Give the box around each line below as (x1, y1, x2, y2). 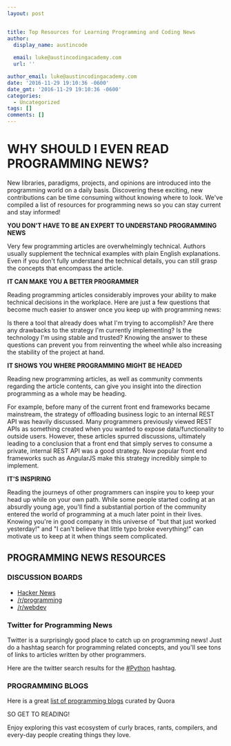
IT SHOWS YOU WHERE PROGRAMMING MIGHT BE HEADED (7, 361, 183, 370)
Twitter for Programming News (7, 620, 112, 629)
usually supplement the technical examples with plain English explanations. (7, 249, 221, 257)
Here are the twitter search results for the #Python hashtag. (7, 663, 177, 672)
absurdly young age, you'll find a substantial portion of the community (7, 503, 207, 511)
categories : (7, 92, 41, 99)
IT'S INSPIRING (7, 474, 52, 483)
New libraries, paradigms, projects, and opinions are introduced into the (7, 179, 212, 187)
